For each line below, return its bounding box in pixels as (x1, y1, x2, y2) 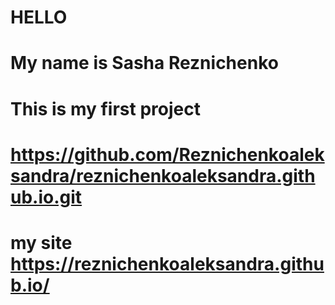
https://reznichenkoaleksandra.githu (10, 252, 325, 275)
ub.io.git (10, 186, 83, 208)
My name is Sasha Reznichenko (10, 52, 279, 75)
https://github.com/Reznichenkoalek (10, 143, 325, 166)
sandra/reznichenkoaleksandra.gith (10, 164, 316, 187)
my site (10, 231, 73, 254)
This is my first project (10, 97, 201, 120)
